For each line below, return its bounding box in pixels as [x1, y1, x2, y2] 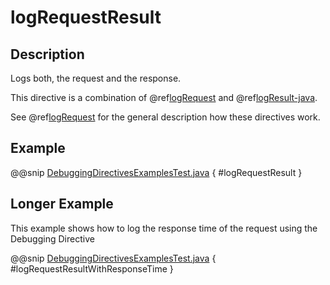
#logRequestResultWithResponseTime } [10, 262, 174, 275]
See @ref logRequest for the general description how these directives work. [10, 111, 321, 123]
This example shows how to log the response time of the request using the [10, 222, 318, 234]
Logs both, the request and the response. [10, 72, 182, 84]
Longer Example [10, 196, 114, 213]
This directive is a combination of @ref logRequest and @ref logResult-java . [10, 92, 318, 103]
